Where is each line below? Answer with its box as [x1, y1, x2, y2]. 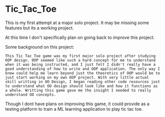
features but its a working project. [5, 25, 74, 30]
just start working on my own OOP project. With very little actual [5, 75, 149, 80]
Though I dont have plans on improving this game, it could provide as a [5, 101, 150, 107]
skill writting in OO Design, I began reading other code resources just [5, 79, 161, 84]
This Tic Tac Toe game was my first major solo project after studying [5, 53, 156, 58]
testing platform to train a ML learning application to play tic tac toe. [5, 106, 143, 112]
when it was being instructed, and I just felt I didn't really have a [5, 62, 156, 67]
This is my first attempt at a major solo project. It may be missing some [5, 20, 149, 26]
